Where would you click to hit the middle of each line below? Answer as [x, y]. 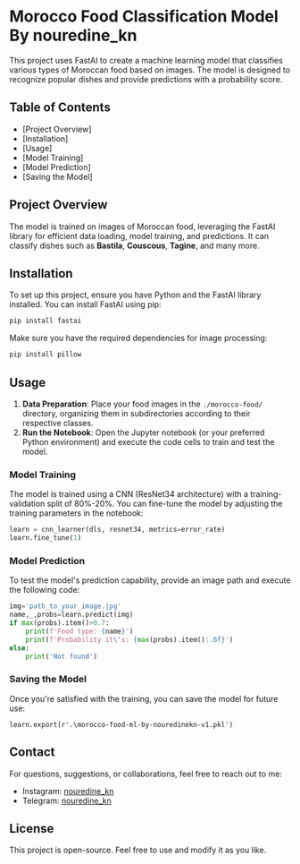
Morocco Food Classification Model [144, 17]
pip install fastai [46, 321]
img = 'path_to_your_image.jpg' [66, 606]
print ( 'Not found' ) [62, 656]
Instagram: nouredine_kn [68, 791]
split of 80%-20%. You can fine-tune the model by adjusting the [165, 504]
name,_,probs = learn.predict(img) [71, 615]
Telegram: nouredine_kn [67, 800]
